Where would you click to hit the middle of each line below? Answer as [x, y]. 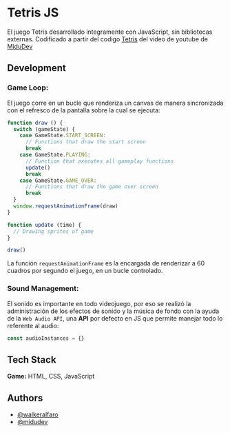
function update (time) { [44, 225]
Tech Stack [32, 360]
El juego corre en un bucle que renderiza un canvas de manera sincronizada [115, 103]
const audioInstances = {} [46, 338]
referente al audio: [33, 325]
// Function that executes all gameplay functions [100, 161]
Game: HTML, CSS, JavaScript [51, 376]
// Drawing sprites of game [54, 231]
